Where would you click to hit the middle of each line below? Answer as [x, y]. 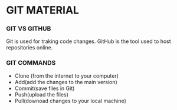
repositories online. [29, 48]
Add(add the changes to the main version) [66, 82]
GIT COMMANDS [31, 63]
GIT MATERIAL [43, 10]
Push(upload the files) [42, 94]
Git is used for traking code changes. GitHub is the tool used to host [88, 41]
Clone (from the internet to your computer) [67, 76]
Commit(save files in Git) [45, 88]
